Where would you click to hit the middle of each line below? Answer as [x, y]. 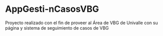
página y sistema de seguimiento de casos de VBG [57, 28]
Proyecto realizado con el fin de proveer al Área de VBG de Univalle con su [81, 23]
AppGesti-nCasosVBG [52, 9]
